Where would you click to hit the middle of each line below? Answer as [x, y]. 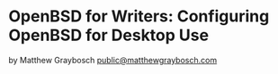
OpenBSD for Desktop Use [108, 35]
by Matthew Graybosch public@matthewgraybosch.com [113, 60]
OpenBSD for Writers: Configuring [139, 16]
